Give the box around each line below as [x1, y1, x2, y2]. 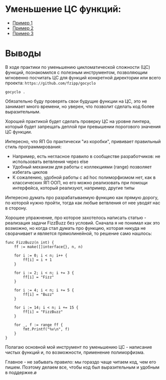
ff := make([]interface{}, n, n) [14, 244, 83, 249]
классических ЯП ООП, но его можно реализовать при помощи [12, 179, 148, 185]
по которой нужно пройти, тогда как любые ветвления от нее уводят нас [5, 200, 161, 206]
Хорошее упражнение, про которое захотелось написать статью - [5, 215, 147, 220]
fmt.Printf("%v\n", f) [23, 326, 70, 331]
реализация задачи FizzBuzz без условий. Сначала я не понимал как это [5, 219, 160, 226]
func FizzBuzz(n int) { [5, 240, 55, 245]
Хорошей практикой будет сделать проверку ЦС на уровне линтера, [5, 118, 151, 124]
